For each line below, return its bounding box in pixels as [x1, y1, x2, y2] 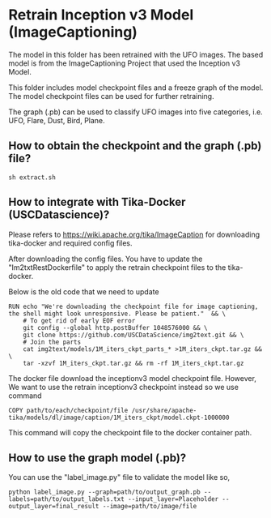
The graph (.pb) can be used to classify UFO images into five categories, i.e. [8, 107, 263, 117]
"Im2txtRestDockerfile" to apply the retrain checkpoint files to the [8, 262, 227, 272]
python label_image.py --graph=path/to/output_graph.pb [8, 488, 201, 496]
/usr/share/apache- [131, 406, 197, 414]
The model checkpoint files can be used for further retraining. [8, 91, 214, 101]
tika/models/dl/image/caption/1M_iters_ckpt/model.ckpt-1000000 [8, 413, 230, 422]
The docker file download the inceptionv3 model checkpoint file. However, [8, 373, 257, 383]
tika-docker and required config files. [8, 238, 133, 248]
